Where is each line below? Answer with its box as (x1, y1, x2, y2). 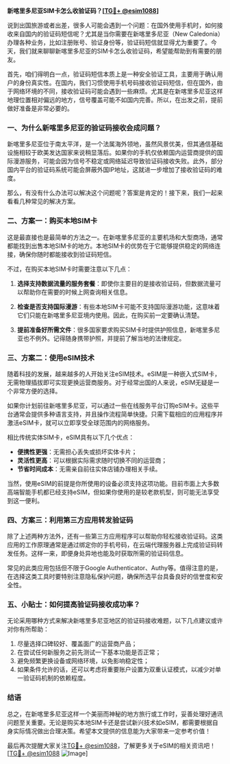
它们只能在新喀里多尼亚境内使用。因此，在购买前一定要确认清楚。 (16, 311, 203, 319)
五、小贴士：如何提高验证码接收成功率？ (7, 600, 140, 609)
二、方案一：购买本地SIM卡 (7, 216, 98, 225)
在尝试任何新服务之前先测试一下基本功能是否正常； (16, 648, 162, 656)
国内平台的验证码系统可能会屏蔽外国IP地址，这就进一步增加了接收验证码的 (7, 166, 217, 174)
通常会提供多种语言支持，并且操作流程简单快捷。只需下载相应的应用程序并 (12, 410, 223, 418)
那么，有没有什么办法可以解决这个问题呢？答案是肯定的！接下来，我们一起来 (7, 188, 223, 197)
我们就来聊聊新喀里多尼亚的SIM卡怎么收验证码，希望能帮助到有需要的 (18, 47, 216, 55)
